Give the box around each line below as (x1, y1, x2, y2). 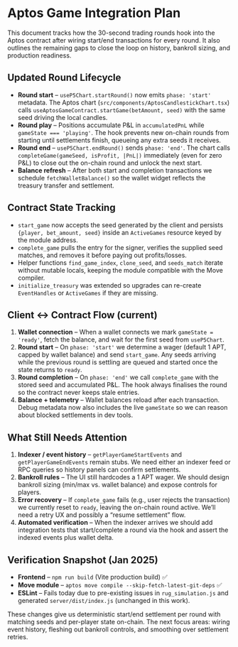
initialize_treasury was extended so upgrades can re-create (17, 281, 202, 289)
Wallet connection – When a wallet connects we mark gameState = (17, 328, 214, 337)
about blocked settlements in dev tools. (17, 411, 134, 420)
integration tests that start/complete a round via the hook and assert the (17, 526, 229, 534)
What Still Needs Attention (7, 431, 128, 443)
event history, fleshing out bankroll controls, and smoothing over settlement (7, 625, 229, 634)
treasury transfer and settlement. (17, 181, 115, 190)
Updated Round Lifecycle (7, 72, 121, 84)
